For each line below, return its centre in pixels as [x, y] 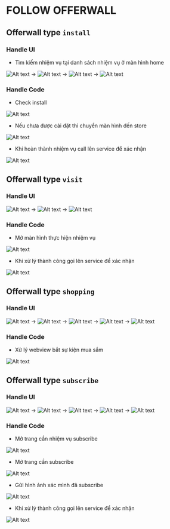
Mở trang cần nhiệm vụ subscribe [56, 439]
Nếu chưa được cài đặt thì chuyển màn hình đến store [81, 126]
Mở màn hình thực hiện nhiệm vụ [55, 238]
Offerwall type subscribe [52, 380]
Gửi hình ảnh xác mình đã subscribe [59, 485]
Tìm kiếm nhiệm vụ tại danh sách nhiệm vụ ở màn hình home [89, 62]
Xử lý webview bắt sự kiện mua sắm [59, 350]
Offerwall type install [48, 33]
